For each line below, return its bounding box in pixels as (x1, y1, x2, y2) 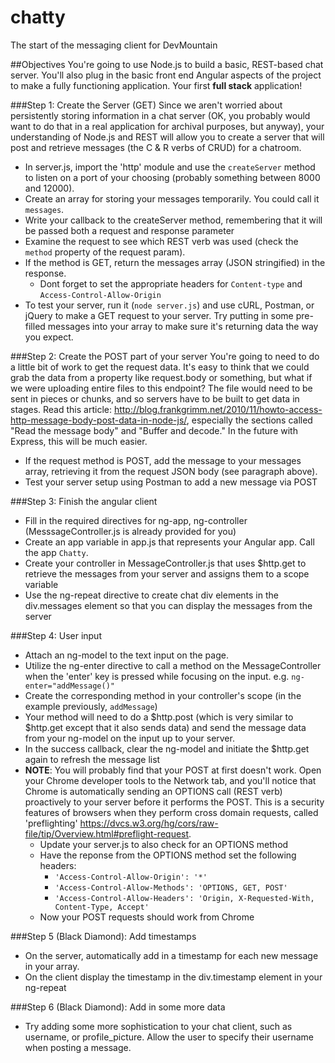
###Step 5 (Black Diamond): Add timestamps (10, 930, 197, 942)
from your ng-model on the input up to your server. (24, 732, 235, 744)
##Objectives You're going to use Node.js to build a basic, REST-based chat (10, 58, 324, 70)
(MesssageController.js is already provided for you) (24, 525, 237, 537)
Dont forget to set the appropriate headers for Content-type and (39, 277, 303, 290)
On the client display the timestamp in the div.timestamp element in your (24, 971, 323, 983)
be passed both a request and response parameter (24, 224, 235, 236)
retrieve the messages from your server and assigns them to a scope (24, 567, 310, 580)
